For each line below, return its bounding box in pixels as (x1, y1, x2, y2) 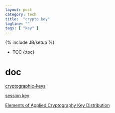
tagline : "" (5, 21, 30, 26)
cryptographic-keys (5, 83, 46, 89)
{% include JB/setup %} (5, 39, 55, 45)
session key (5, 93, 30, 99)
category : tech (5, 12, 37, 17)
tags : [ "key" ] (5, 26, 39, 31)
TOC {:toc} (12, 49, 35, 55)
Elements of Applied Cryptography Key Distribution (5, 103, 110, 109)
